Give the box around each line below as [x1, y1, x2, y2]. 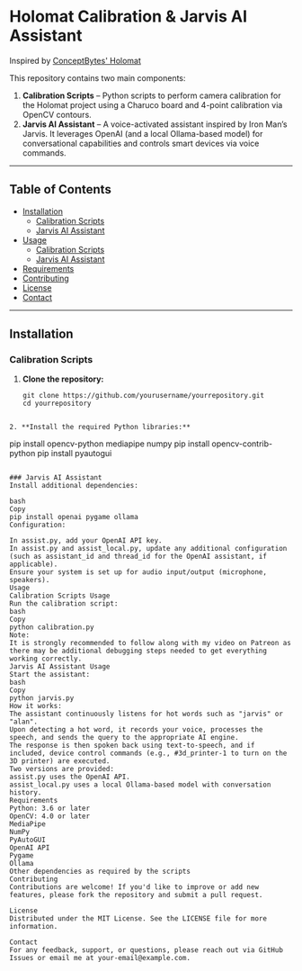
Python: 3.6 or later [9, 804, 91, 814]
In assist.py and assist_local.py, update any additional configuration [9, 544, 288, 553]
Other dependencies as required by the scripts [9, 867, 191, 877]
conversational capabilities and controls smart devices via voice [22, 138, 260, 148]
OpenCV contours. [22, 109, 92, 120]
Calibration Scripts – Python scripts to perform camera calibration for [22, 90, 281, 101]
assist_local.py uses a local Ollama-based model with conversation [9, 780, 271, 789]
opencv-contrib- [211, 438, 272, 449]
